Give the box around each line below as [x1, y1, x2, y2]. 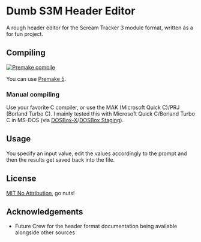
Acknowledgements [6, 207, 83, 217]
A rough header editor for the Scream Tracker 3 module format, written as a [6, 24, 194, 31]
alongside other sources [14, 229, 76, 236]
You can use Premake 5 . [6, 75, 66, 82]
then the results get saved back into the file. [6, 156, 115, 163]
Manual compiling [6, 90, 60, 98]
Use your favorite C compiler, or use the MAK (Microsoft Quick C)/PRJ [6, 104, 180, 111]
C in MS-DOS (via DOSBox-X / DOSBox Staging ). [6, 117, 124, 124]
